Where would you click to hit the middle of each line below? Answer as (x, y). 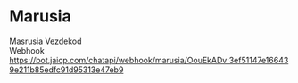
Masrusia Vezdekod (46, 41)
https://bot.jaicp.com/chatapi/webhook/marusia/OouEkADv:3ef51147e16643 (149, 60)
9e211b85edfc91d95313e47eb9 (66, 70)
